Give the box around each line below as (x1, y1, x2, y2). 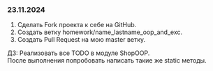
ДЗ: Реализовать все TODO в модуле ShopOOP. (7, 49, 150, 57)
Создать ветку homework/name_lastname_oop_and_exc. (17, 28, 183, 36)
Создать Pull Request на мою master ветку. (17, 35, 146, 44)
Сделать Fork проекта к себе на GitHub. (17, 21, 137, 29)
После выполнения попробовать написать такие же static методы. (7, 56, 207, 65)
